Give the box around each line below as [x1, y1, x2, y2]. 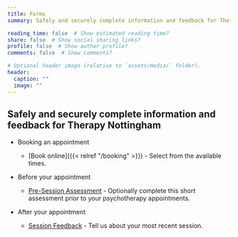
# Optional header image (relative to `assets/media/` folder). [7, 62, 201, 69]
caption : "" [13, 75, 50, 82]
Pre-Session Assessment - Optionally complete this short [28, 187, 196, 195]
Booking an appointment [17, 138, 90, 146]
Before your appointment [17, 173, 91, 181]
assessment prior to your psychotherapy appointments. [28, 194, 191, 202]
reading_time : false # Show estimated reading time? [7, 30, 170, 37]
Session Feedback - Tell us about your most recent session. [28, 221, 203, 230]
